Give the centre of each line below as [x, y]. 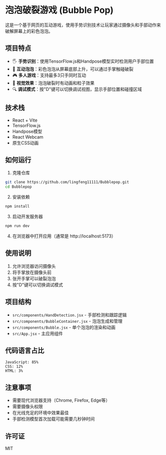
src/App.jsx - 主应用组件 [38, 333]
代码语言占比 [25, 350]
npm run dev [17, 226]
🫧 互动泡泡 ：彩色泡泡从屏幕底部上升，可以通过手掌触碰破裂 [73, 69]
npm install [17, 207]
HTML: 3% [14, 371]
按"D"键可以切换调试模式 [38, 285]
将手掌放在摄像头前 [32, 272]
